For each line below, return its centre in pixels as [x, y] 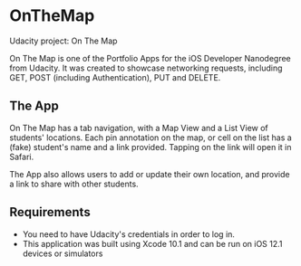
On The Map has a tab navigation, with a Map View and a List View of [139, 128]
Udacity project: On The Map [63, 41]
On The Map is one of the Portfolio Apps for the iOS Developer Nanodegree [150, 58]
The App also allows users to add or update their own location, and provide [150, 174]
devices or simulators [63, 253]
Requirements [50, 212]
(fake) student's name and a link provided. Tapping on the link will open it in [150, 147]
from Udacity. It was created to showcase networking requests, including [146, 68]
